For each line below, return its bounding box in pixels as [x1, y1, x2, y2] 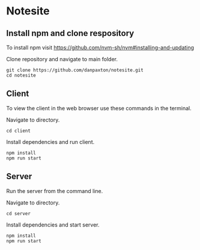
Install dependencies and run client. [6, 138, 95, 145]
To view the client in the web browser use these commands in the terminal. [6, 104, 192, 112]
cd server [6, 210, 31, 216]
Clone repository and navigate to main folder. [6, 56, 118, 62]
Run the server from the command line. [6, 187, 103, 194]
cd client [6, 128, 31, 134]
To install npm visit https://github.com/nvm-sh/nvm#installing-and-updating [6, 44, 194, 51]
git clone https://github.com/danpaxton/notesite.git [6, 67, 144, 73]
